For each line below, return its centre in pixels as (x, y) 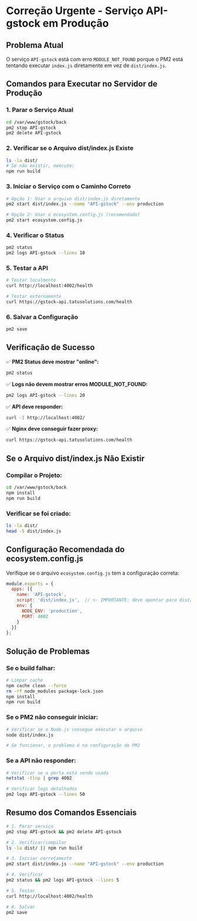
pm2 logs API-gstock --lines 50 (45, 794)
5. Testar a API (27, 268)
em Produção (76, 23)
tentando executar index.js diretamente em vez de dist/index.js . (86, 65)
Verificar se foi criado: (39, 513)
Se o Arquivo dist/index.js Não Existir (75, 458)
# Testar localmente (31, 280)
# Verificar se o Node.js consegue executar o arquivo (74, 729)
